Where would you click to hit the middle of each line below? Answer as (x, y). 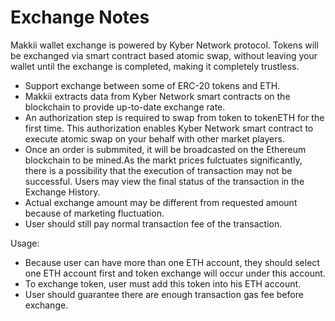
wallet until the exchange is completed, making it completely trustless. (155, 66)
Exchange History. (62, 192)
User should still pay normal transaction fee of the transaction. (153, 223)
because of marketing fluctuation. (94, 213)
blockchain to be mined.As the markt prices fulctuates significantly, (163, 160)
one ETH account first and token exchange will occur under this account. (175, 273)
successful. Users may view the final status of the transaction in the (164, 181)
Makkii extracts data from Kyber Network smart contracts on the (157, 96)
